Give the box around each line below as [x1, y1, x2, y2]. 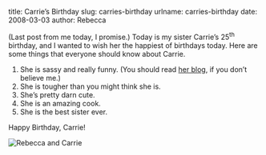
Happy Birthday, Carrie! [8, 122, 86, 132]
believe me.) [19, 73, 62, 82]
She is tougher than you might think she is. [19, 81, 162, 91]
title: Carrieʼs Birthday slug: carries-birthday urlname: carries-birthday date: [8, 7, 258, 16]
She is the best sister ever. [19, 107, 108, 117]
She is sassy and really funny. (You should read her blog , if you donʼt [19, 64, 248, 74]
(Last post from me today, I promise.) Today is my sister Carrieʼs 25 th [8, 31, 235, 42]
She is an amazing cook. [19, 98, 102, 108]
